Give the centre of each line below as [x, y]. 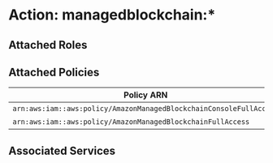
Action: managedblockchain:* [112, 15]
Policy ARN [145, 95]
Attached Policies [54, 72]
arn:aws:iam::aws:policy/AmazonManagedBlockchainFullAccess [131, 122]
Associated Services [62, 150]
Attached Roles [48, 45]
